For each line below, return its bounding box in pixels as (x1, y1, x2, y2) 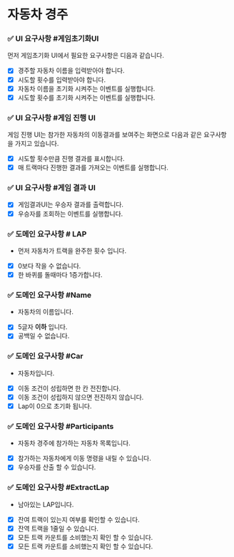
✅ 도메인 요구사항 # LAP (7, 229, 87, 239)
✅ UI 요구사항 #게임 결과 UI (7, 183, 96, 193)
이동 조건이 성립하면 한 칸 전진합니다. (17, 384, 121, 392)
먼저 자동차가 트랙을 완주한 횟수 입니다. (17, 246, 127, 255)
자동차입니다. (17, 368, 55, 378)
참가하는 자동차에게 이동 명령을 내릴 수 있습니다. (17, 454, 151, 463)
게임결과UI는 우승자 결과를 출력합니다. (17, 200, 123, 209)
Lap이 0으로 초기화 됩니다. (17, 402, 92, 410)
